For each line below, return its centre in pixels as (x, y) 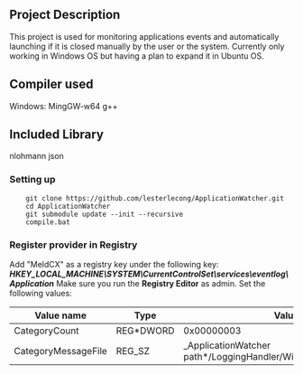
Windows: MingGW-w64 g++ (64, 106)
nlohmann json (37, 156)
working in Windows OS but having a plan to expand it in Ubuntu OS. (137, 56)
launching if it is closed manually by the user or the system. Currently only (147, 46)
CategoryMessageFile (61, 352)
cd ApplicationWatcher (68, 206)
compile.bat (48, 222)
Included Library (56, 135)
